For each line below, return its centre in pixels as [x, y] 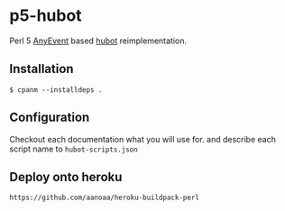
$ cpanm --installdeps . [56, 90]
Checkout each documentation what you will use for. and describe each [143, 139]
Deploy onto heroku [66, 177]
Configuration [50, 118]
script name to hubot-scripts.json [74, 149]
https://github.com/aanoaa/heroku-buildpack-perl [105, 198]
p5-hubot [46, 16]
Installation [41, 69]
